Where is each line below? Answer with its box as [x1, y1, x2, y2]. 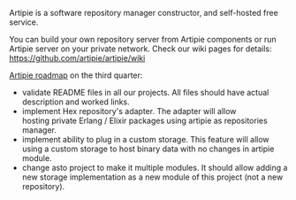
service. [9, 17, 39, 27]
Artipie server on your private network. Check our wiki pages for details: [9, 43, 272, 54]
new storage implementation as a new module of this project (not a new [21, 172, 284, 182]
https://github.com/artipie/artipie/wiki [9, 53, 146, 63]
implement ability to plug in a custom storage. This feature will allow [21, 135, 269, 144]
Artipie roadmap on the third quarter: [9, 70, 143, 81]
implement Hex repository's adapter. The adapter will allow [21, 106, 237, 116]
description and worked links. [21, 96, 130, 107]
